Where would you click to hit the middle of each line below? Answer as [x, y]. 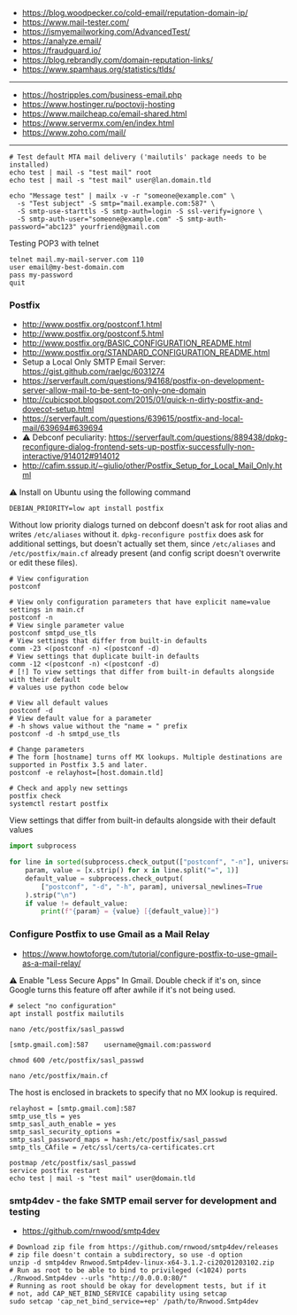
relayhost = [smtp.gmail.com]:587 [73, 1108]
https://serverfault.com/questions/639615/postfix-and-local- [133, 419]
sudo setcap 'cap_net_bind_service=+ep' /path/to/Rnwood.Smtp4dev [134, 1301]
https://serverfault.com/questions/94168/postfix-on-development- [143, 381]
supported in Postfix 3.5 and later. [79, 765]
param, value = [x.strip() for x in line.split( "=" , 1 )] [132, 871]
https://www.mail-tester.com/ [76, 22]
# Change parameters [47, 750]
